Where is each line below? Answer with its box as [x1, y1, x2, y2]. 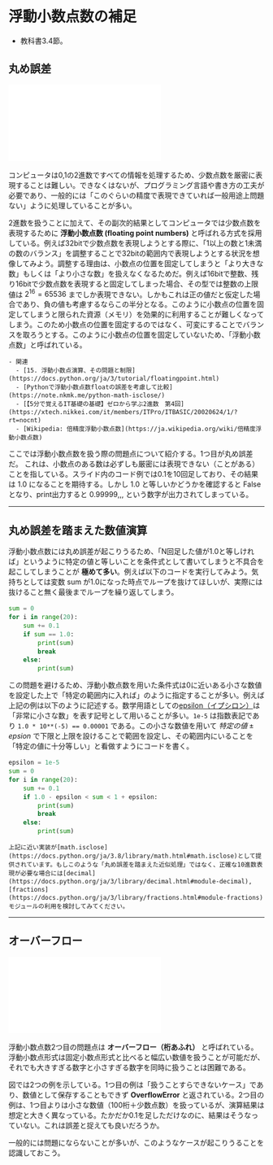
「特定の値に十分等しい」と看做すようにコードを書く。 [8, 741, 193, 751]
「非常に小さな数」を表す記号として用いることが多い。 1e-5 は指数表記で [8, 711, 253, 721]
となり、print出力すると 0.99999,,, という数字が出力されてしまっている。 [8, 490, 253, 500]
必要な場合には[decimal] [19, 870, 96, 878]
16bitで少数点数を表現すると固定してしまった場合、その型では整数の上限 [15, 278, 258, 289]
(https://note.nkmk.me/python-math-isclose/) [8, 391, 165, 399]
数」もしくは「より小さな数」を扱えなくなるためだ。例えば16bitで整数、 [8, 268, 252, 278]
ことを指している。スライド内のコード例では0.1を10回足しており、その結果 [8, 469, 258, 479]
